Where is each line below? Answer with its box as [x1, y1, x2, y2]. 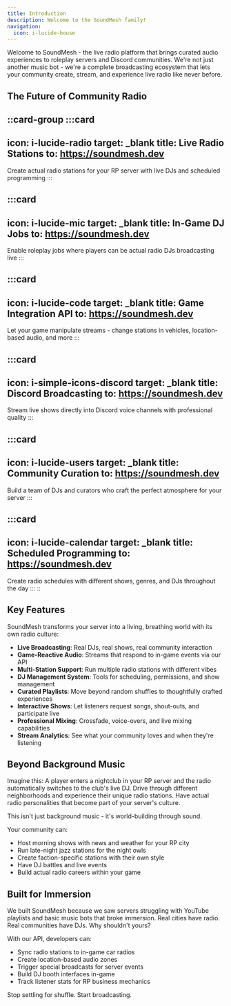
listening [17, 738, 42, 746]
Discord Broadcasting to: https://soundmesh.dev [7, 388, 223, 400]
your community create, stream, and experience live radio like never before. [7, 70, 223, 79]
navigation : [7, 23, 41, 30]
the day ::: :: [7, 584, 41, 592]
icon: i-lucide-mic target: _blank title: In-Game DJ [7, 217, 225, 229]
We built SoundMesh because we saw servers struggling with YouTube [7, 907, 209, 915]
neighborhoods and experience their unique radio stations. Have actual [7, 791, 209, 800]
